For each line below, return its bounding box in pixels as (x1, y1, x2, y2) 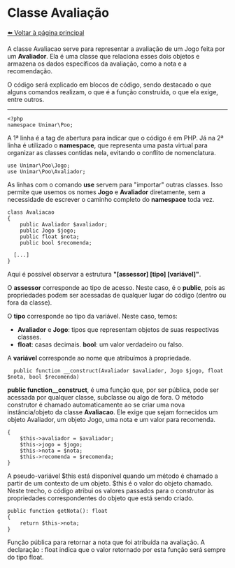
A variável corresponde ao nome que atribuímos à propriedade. (7, 354, 192, 362)
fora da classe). (7, 298, 52, 307)
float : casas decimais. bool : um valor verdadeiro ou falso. (17, 340, 184, 349)
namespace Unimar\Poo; (7, 121, 73, 129)
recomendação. (7, 66, 53, 75)
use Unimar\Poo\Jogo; (7, 162, 71, 169)
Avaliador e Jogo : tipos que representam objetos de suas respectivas (17, 325, 220, 333)
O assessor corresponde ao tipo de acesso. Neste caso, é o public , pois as (7, 283, 225, 291)
